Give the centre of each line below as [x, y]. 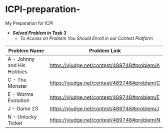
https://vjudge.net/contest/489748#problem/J [104, 108]
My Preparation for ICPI [29, 23]
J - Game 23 [23, 108]
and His [17, 65]
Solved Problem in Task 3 [39, 33]
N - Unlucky [22, 116]
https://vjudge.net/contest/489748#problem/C [105, 83]
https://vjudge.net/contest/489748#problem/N [105, 120]
